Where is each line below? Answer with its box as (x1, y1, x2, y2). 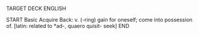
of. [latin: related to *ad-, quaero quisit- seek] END (6, 23, 130, 29)
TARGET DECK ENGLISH (6, 5, 67, 12)
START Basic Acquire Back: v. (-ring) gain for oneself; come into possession (6, 16, 193, 23)
